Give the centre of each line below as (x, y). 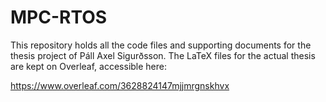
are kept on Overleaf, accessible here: (89, 66)
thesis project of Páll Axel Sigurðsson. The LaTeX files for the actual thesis (163, 55)
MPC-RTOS (59, 17)
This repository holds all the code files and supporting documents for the (161, 45)
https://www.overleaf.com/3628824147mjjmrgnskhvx (120, 85)
